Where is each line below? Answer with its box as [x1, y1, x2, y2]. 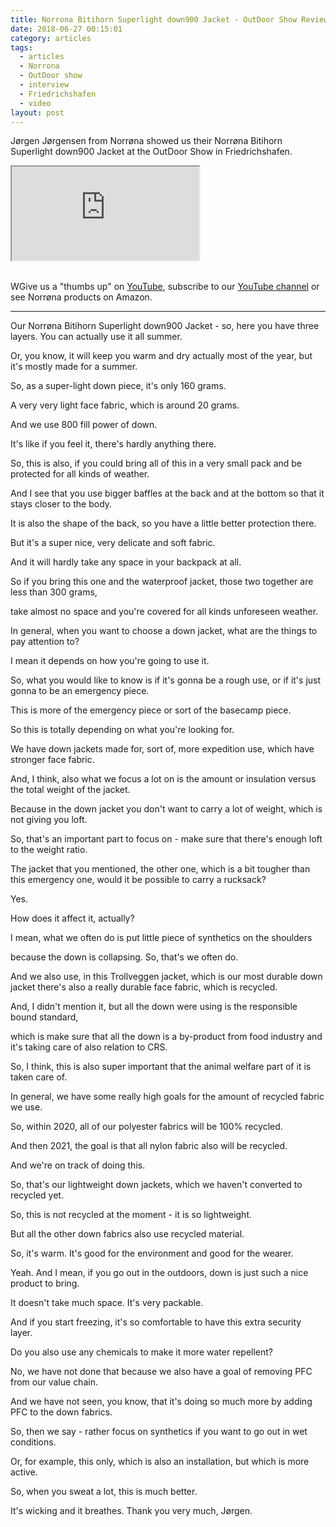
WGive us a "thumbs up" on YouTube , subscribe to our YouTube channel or [10, 281, 320, 293]
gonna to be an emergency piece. [10, 685, 150, 697]
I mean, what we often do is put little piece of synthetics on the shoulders [10, 932, 313, 944]
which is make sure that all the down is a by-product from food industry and [10, 1031, 323, 1043]
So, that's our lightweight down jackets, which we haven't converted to [10, 1179, 303, 1191]
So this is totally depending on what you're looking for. [10, 724, 235, 736]
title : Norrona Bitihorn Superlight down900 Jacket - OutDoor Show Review [10, 14, 329, 25]
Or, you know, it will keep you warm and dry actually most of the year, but [10, 350, 313, 362]
